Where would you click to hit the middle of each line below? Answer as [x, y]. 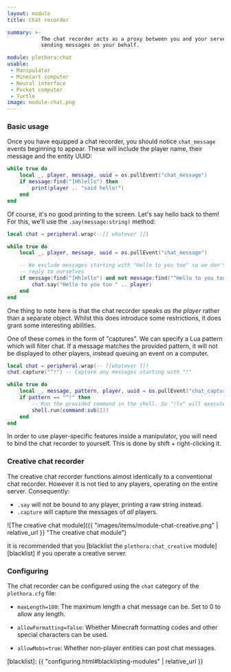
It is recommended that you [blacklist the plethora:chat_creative [100, 546]
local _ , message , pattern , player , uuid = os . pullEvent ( [104, 391]
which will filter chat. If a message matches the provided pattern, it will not [112, 346]
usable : [18, 64]
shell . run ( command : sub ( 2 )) [70, 410]
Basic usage [28, 127]
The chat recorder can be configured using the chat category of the [103, 586]
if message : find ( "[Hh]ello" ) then [69, 182]
